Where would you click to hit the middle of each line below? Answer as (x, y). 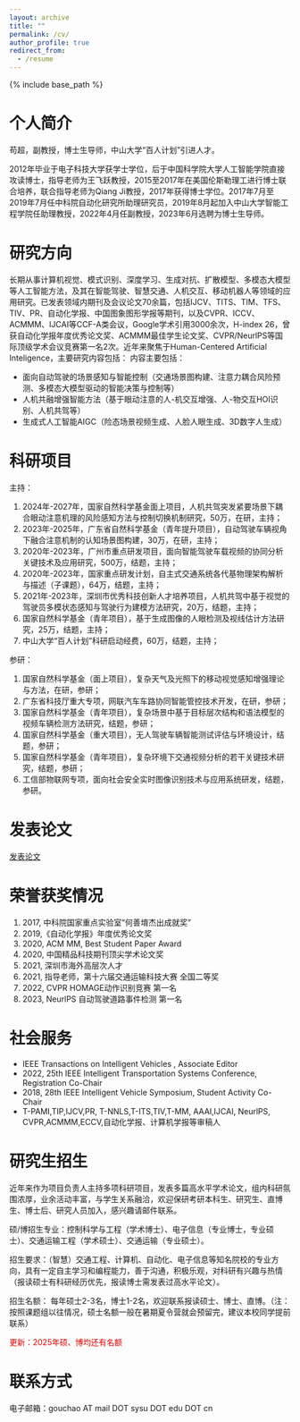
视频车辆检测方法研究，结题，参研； (89, 723)
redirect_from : (37, 51)
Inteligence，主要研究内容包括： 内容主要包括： (97, 358)
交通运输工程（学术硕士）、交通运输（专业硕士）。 (118, 1240)
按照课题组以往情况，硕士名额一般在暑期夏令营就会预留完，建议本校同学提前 (150, 1312)
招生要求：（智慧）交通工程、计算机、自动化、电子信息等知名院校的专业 (140, 1259)
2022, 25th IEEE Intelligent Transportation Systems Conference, (139, 1073)
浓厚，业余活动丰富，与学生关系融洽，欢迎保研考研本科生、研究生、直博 (150, 1198)
